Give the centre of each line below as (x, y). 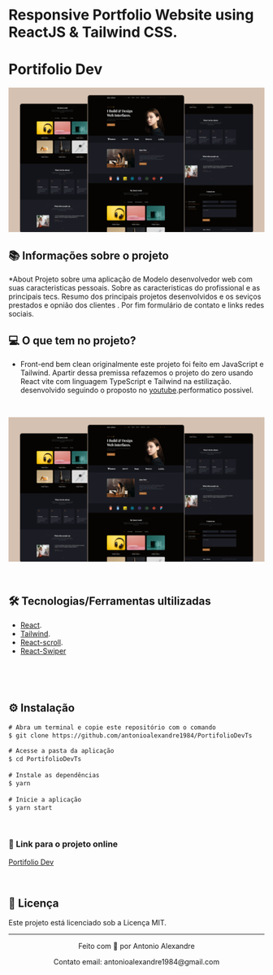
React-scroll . (41, 642)
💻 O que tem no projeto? (72, 341)
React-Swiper (43, 651)
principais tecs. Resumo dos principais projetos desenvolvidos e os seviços (135, 297)
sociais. (21, 314)
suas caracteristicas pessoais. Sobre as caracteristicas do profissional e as (134, 288)
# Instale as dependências (54, 776)
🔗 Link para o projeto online (63, 844)
